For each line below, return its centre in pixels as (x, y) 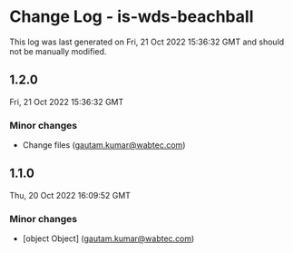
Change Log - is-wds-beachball (132, 17)
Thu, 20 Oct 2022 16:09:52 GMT (70, 195)
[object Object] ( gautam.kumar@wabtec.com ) (108, 238)
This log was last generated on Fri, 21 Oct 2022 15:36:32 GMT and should (147, 42)
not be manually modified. (58, 51)
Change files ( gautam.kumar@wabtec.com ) (104, 145)
